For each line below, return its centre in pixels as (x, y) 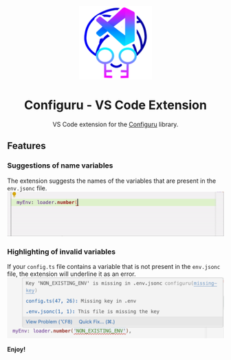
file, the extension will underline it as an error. (71, 274)
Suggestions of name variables (60, 166)
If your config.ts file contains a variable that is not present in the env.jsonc (114, 267)
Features (26, 146)
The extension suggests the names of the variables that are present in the (112, 181)
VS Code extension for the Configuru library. (115, 124)
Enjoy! (16, 349)
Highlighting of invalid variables (61, 252)
